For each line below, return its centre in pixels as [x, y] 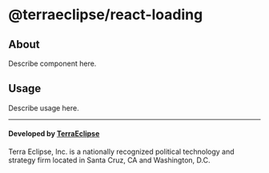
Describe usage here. [44, 108]
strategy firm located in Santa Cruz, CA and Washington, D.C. [109, 160]
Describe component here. [52, 63]
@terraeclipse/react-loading [106, 15]
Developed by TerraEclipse [54, 134]
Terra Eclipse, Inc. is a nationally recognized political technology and [121, 152]
